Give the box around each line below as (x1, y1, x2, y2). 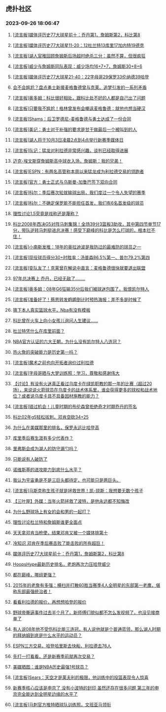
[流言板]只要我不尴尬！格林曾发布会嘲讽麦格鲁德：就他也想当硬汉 (12, 105, 146, 111)
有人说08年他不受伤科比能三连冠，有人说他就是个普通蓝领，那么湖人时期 (12, 626, 161, 632)
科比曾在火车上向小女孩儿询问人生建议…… (12, 317, 98, 323)
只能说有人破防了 (12, 456, 48, 462)
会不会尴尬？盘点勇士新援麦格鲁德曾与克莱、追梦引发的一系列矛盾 (12, 84, 147, 90)
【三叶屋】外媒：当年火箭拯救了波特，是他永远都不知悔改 (12, 498, 130, 504)
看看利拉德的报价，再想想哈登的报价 (12, 599, 87, 605)
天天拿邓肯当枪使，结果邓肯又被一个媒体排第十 (12, 529, 108, 535)
